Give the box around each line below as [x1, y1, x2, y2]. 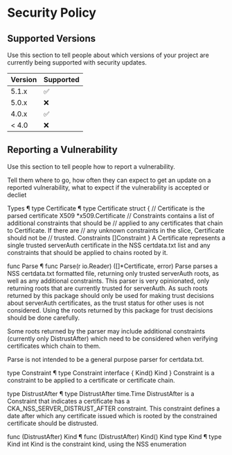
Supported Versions [7, 33, 96, 44]
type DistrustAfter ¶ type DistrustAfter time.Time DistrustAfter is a [7, 389, 195, 397]
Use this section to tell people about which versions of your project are [7, 51, 209, 59]
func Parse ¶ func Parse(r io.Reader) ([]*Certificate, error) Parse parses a [7, 262, 218, 270]
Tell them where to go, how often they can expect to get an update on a [7, 176, 211, 184]
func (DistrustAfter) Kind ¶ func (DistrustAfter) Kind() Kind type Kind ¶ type [7, 432, 222, 440]
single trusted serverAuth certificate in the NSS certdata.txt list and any [7, 241, 211, 249]
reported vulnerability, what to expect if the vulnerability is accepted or [7, 183, 210, 192]
